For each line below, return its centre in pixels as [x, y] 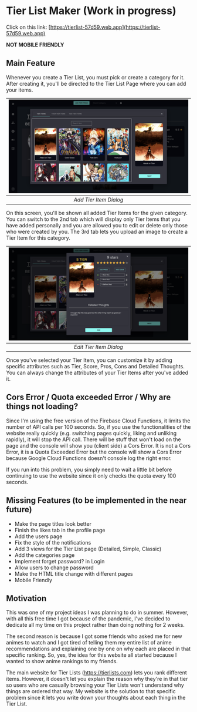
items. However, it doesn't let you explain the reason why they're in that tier [97, 679]
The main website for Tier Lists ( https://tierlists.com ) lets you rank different [97, 673]
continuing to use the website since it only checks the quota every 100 [91, 476]
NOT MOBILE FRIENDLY [35, 45]
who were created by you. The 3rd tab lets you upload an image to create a [97, 231]
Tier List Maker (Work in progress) [91, 11]
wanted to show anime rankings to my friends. [62, 661]
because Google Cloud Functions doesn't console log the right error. [89, 458]
